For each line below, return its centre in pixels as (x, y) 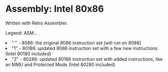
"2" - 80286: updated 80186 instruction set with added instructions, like (87, 59)
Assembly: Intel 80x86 (55, 9)
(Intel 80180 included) (28, 54)
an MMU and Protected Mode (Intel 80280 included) (61, 64)
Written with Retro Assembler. (37, 23)
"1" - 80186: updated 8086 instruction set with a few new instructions (85, 48)
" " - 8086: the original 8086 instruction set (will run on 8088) (77, 43)
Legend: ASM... (22, 33)
